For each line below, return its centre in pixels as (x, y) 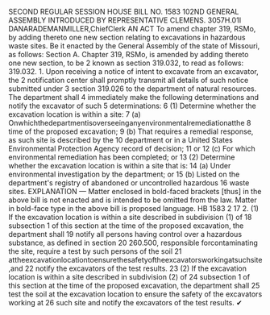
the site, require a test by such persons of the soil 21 (95, 251)
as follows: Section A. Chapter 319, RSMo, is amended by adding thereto (129, 54)
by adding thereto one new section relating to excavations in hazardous (127, 37)
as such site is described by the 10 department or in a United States (121, 140)
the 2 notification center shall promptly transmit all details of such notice (129, 80)
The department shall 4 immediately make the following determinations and (134, 97)
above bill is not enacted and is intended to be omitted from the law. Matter (133, 200)
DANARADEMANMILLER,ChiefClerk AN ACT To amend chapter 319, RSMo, (132, 29)
